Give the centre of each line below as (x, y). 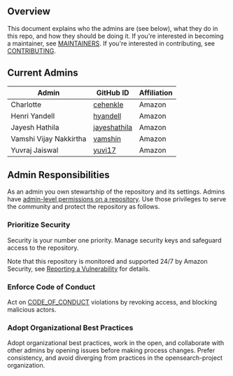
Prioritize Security (39, 225)
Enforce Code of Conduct (51, 287)
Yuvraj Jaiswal (35, 150)
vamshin (107, 138)
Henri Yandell (33, 116)
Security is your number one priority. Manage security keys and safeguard (114, 240)
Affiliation (156, 93)
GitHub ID (113, 93)
